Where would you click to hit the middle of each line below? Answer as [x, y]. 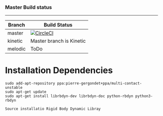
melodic [16, 49]
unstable [14, 88]
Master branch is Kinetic [58, 41]
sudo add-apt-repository [30, 83]
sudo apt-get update [26, 92]
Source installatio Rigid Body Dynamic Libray [53, 109]
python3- [144, 96]
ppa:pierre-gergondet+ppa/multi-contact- [99, 83]
